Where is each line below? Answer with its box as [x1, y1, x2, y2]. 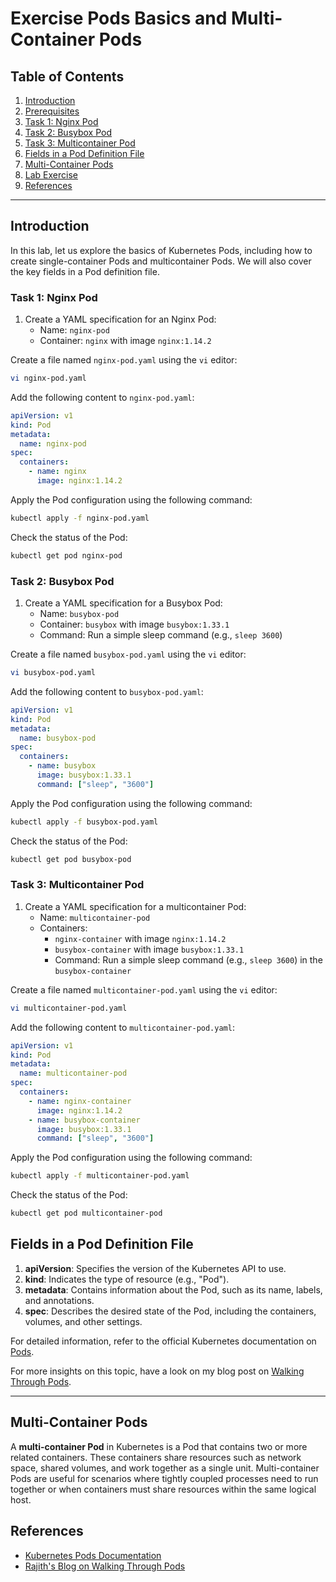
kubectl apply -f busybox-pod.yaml [10, 817, 159, 827]
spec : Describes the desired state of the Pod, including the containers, [24, 1305, 317, 1317]
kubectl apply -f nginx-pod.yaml [10, 513, 150, 523]
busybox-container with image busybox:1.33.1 [54, 943, 245, 955]
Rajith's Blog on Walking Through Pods [24, 1560, 186, 1572]
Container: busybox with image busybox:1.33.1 [39, 618, 230, 631]
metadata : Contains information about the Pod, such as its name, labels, [24, 1283, 323, 1296]
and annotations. [24, 1294, 95, 1306]
